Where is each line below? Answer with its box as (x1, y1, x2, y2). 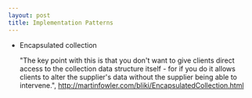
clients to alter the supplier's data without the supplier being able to (19, 72, 237, 82)
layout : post (8, 11, 51, 20)
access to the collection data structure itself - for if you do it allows (19, 64, 236, 73)
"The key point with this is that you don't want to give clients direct (19, 56, 235, 65)
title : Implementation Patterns (8, 19, 113, 27)
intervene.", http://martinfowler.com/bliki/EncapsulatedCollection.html (19, 80, 244, 90)
